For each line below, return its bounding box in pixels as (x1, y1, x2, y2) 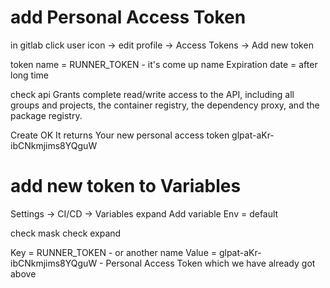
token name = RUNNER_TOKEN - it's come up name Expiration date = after (10, 58, 318, 70)
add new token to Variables (10, 175, 242, 198)
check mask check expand (10, 227, 122, 239)
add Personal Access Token (10, 6, 247, 29)
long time (10, 69, 49, 81)
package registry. (10, 109, 83, 121)
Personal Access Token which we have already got (105, 257, 316, 269)
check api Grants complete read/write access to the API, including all (10, 88, 295, 100)
